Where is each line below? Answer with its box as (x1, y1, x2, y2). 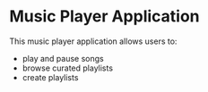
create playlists (22, 71, 79, 82)
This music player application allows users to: (9, 36, 178, 46)
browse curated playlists (22, 63, 114, 73)
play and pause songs (22, 53, 105, 63)
